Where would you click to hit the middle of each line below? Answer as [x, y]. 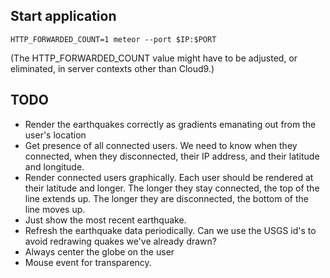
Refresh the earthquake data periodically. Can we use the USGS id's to [170, 230]
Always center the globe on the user [99, 251]
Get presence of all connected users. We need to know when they [161, 145]
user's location [55, 135]
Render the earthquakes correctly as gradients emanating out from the [170, 124]
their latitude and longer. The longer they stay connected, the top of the [172, 188]
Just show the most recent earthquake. [105, 220]
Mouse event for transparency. [88, 262]
